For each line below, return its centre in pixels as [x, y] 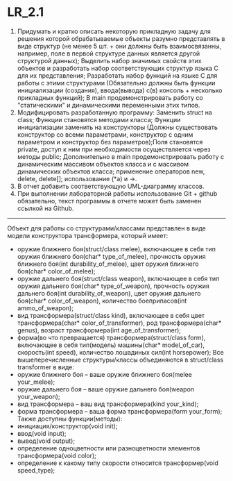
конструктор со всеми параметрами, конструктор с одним [105, 134]
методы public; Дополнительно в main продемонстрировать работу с [120, 156]
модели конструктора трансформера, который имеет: [88, 235]
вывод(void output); [46, 441]
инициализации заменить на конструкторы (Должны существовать [118, 127]
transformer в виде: [46, 367]
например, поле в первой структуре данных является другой [109, 53]
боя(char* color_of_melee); [56, 271]
